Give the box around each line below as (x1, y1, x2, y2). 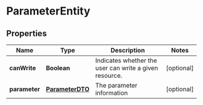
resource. (95, 71, 123, 80)
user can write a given (95, 64, 158, 72)
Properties (6, 28, 47, 39)
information (95, 89, 128, 97)
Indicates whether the (95, 56, 157, 65)
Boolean (46, 64, 71, 72)
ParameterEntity (6, 4, 91, 18)
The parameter (95, 81, 138, 89)
